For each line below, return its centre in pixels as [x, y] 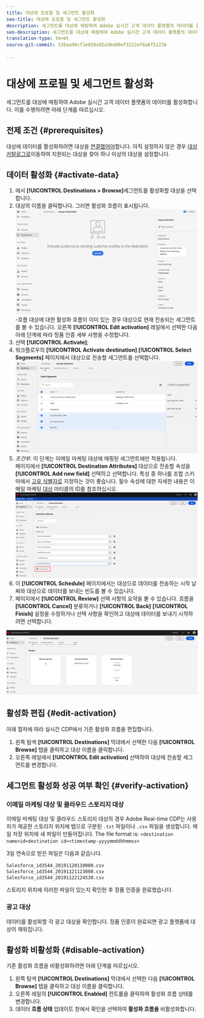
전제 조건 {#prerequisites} [55, 131]
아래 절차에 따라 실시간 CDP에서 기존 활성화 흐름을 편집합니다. [80, 729]
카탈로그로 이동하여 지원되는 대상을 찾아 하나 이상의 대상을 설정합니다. [88, 154]
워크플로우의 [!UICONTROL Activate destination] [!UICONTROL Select [103, 350]
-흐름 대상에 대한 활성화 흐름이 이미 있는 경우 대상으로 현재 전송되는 [95, 319]
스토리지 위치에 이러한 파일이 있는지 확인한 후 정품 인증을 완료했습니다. [90, 890]
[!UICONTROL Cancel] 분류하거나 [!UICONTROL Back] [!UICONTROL [101, 606]
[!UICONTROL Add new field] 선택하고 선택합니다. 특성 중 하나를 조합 [99, 474]
